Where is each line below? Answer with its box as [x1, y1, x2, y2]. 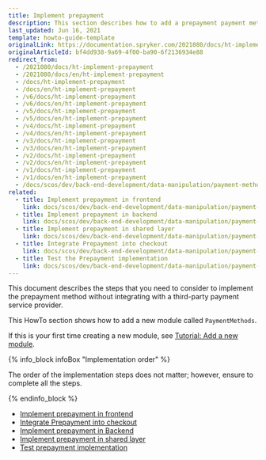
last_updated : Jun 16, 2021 [8, 26, 101, 34]
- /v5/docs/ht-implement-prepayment [15, 108, 136, 116]
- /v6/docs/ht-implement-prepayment [15, 93, 136, 101]
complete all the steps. [8, 378, 82, 388]
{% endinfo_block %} [8, 393, 78, 404]
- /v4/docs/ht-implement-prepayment [15, 122, 136, 130]
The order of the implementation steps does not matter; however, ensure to [8, 370, 253, 380]
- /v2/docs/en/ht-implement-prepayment [15, 159, 147, 167]
